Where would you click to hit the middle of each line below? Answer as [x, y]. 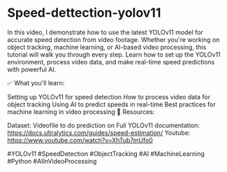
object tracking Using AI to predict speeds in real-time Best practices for [111, 104]
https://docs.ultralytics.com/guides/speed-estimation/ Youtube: [99, 132]
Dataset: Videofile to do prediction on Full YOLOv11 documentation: [104, 125]
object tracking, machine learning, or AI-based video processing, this [107, 47]
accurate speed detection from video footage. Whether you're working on [113, 39]
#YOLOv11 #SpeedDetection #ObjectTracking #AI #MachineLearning [106, 153]
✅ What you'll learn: [36, 83]
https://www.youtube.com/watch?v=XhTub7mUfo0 [80, 140]
